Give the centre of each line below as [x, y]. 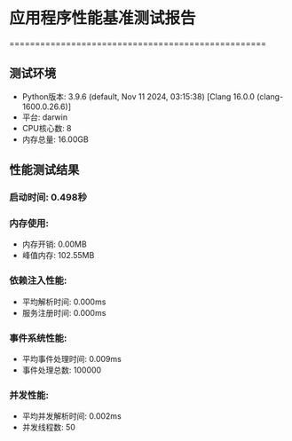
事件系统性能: [38, 338]
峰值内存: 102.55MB [58, 256]
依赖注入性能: [38, 280]
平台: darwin [45, 117]
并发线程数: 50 [48, 428]
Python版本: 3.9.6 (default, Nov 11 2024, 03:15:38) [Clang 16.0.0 [138, 96]
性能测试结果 [44, 170]
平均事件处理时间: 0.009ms [71, 358]
